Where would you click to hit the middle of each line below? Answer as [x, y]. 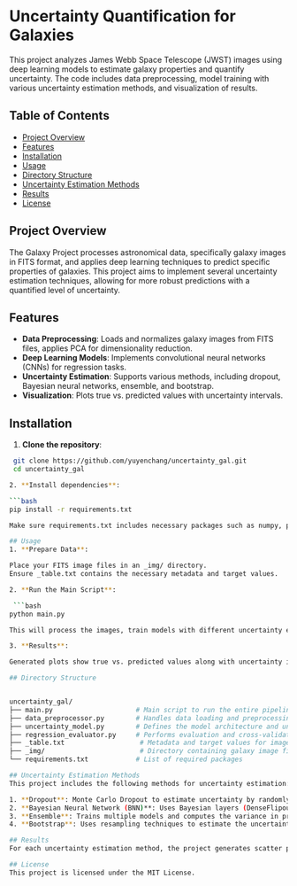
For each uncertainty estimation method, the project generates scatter [146, 849]
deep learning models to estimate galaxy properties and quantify [127, 69]
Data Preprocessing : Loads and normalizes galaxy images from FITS [148, 339]
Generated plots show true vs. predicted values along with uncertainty [146, 662]
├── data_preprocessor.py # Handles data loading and [124, 718]
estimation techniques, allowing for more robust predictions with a [129, 280]
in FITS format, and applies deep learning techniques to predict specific [140, 261]
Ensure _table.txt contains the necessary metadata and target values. [144, 574]
